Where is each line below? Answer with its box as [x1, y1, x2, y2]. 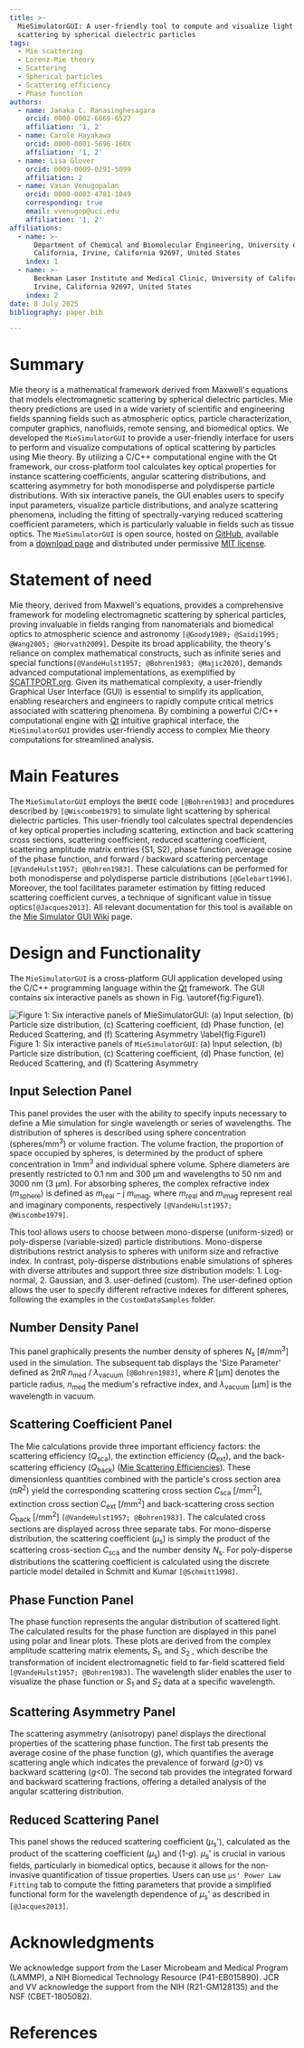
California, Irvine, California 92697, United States [33, 249, 242, 258]
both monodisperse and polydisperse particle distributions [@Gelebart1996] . [9, 873, 292, 884]
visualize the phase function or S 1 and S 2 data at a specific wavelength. [9, 1675, 276, 1689]
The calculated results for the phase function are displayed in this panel [9, 1626, 277, 1636]
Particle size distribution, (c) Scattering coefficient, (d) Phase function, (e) [9, 1048, 285, 1058]
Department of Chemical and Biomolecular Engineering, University [33, 241, 290, 250]
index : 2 [25, 290, 59, 299]
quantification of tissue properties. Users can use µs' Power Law [42, 1869, 281, 1880]
